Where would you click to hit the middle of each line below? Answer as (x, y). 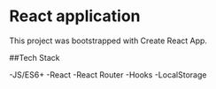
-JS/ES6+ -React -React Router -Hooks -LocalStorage (108, 74)
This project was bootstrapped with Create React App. (108, 41)
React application (75, 16)
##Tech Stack (35, 57)
